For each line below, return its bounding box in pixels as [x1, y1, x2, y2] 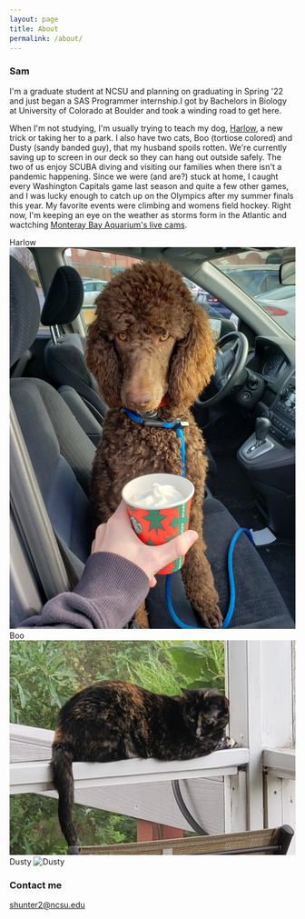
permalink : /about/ [9, 34, 84, 43]
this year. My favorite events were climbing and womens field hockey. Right [9, 200, 292, 211]
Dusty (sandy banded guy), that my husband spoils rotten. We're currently [9, 142, 288, 153]
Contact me [9, 878, 63, 891]
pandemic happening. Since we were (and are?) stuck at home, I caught [9, 171, 279, 182]
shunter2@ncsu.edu [9, 899, 86, 910]
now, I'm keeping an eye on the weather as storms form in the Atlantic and [9, 209, 288, 220]
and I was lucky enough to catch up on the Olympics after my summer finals [9, 190, 294, 201]
